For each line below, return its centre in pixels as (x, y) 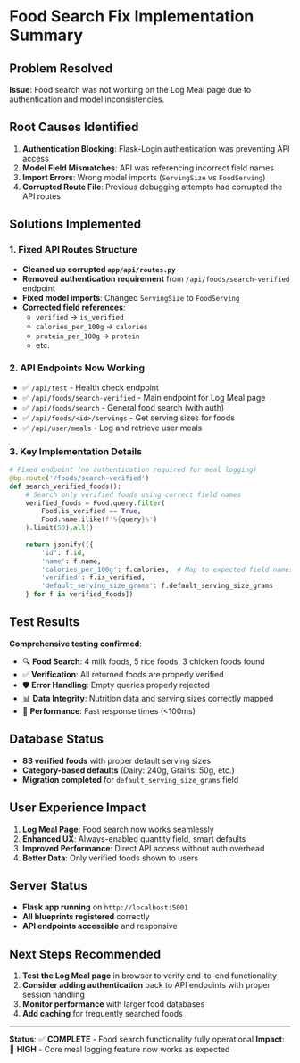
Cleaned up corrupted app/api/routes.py (99, 269)
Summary (46, 35)
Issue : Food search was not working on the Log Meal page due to (130, 90)
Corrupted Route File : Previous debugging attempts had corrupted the (152, 187)
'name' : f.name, (71, 561)
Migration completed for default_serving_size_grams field (130, 779)
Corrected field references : (74, 307)
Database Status (57, 739)
